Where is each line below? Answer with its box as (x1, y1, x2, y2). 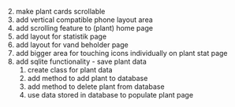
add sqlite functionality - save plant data (15, 57, 147, 66)
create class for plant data (27, 65, 113, 74)
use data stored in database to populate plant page (27, 90, 194, 99)
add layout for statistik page (15, 31, 107, 41)
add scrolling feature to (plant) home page (15, 24, 154, 32)
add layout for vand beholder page (15, 40, 129, 50)
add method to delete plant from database (27, 82, 165, 91)
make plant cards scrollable (15, 7, 106, 16)
